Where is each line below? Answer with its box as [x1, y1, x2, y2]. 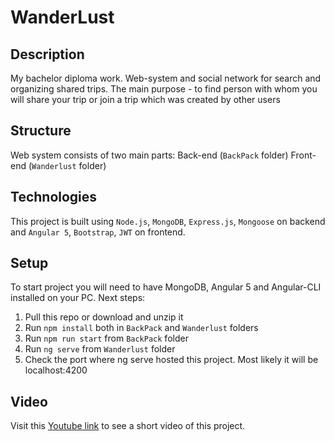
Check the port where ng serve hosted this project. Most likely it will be [24, 354, 319, 366]
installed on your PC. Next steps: [10, 292, 146, 304]
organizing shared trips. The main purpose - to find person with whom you [10, 83, 318, 95]
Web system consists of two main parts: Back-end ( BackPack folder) [10, 149, 289, 161]
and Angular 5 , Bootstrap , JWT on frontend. [10, 226, 186, 238]
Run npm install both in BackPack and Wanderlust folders [24, 322, 259, 334]
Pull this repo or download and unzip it [24, 311, 184, 323]
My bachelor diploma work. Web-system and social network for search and [10, 72, 322, 84]
